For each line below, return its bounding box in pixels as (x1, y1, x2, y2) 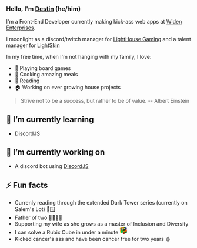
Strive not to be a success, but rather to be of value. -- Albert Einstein (20, 98, 190, 105)
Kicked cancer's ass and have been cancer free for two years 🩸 (14, 235, 171, 242)
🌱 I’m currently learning (6, 114, 94, 125)
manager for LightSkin (6, 42, 60, 49)
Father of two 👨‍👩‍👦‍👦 (14, 214, 63, 221)
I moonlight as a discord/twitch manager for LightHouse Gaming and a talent (6, 36, 191, 43)
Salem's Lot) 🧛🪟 (14, 205, 56, 213)
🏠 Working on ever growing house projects (14, 84, 121, 91)
